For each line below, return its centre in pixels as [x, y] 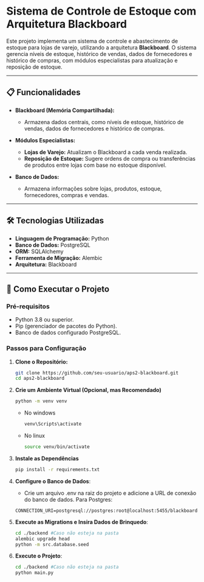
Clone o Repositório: [41, 362]
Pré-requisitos [28, 306]
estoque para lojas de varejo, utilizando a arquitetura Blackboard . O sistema [101, 47]
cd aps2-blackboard [40, 379]
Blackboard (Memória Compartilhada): [65, 110]
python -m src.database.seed [52, 544]
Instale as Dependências [47, 458]
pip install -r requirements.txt [57, 469]
